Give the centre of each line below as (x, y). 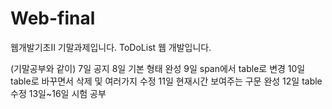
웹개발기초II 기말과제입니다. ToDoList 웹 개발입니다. (111, 47)
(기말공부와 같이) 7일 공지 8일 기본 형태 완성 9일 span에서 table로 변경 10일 (158, 68)
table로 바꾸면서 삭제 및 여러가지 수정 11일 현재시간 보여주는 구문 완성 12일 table (166, 81)
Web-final (53, 18)
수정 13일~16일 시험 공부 (58, 93)
